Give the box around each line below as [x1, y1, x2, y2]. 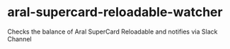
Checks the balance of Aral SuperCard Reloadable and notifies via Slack [7, 27, 218, 36]
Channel [7, 34, 32, 43]
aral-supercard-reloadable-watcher [7, 4, 223, 20]
